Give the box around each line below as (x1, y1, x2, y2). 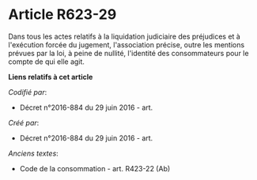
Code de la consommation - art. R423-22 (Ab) (19, 163, 171, 173)
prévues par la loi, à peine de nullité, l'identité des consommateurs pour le (8, 48, 249, 58)
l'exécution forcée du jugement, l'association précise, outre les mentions (8, 39, 245, 49)
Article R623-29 (8, 6, 117, 24)
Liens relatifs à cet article (8, 72, 93, 81)
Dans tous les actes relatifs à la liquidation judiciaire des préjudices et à (8, 32, 241, 41)
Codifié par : (8, 87, 47, 96)
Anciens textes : (8, 148, 59, 158)
